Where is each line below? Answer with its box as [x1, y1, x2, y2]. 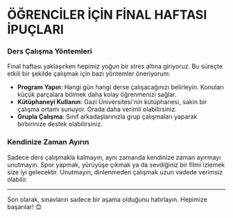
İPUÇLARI [7, 22, 64, 37]
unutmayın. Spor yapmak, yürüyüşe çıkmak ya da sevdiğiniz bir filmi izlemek [7, 160, 225, 169]
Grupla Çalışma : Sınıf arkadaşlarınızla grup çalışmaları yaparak [17, 112, 198, 121]
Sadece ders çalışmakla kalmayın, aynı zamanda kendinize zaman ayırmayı [7, 153, 221, 161]
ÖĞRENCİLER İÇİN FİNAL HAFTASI [7, 7, 207, 23]
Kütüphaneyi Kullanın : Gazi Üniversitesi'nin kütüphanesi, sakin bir [17, 98, 207, 106]
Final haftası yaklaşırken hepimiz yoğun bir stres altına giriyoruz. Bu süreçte [7, 62, 223, 71]
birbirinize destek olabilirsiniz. [17, 120, 103, 128]
